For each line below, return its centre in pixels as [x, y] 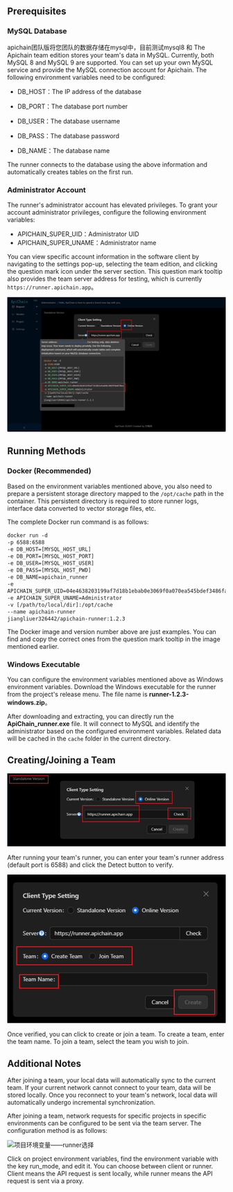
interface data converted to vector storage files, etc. [82, 508]
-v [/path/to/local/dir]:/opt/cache [60, 605]
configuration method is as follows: [57, 1130]
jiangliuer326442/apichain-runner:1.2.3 [67, 619]
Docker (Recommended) [49, 471]
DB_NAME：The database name [63, 150]
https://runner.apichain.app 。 [52, 287]
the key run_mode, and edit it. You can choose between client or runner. [110, 1166]
